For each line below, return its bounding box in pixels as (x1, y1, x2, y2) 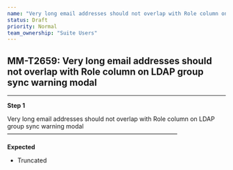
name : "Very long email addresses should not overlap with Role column (7, 10, 218, 17)
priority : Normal (7, 23, 58, 30)
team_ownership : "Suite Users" (7, 29, 98, 37)
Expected (7, 143, 36, 151)
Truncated (17, 156, 47, 164)
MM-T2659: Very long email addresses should (7, 55, 213, 66)
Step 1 (7, 102, 26, 110)
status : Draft (7, 17, 49, 23)
